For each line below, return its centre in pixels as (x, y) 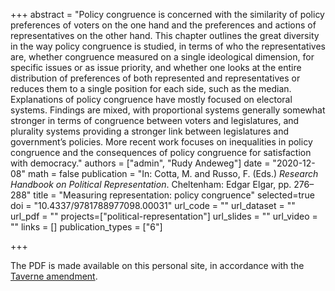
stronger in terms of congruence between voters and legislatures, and (155, 120)
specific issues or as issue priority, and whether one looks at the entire (156, 67)
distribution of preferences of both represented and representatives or (155, 78)
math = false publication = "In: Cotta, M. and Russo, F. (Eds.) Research (173, 173)
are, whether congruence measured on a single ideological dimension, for (162, 57)
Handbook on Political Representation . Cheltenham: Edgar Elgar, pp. (151, 184)
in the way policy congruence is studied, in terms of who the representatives (168, 46)
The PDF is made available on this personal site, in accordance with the (157, 265)
